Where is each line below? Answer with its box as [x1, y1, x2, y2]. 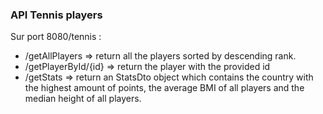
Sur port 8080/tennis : [10, 31, 102, 43]
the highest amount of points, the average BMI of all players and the [24, 82, 305, 94]
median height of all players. [24, 93, 142, 105]
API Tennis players [10, 8, 103, 22]
